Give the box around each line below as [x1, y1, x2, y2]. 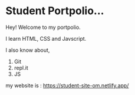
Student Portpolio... [5, 4, 104, 18]
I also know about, [5, 46, 50, 54]
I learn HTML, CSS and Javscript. [5, 35, 87, 42]
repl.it [14, 64, 28, 71]
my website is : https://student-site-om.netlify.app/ [5, 81, 129, 89]
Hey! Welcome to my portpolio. [5, 24, 81, 31]
